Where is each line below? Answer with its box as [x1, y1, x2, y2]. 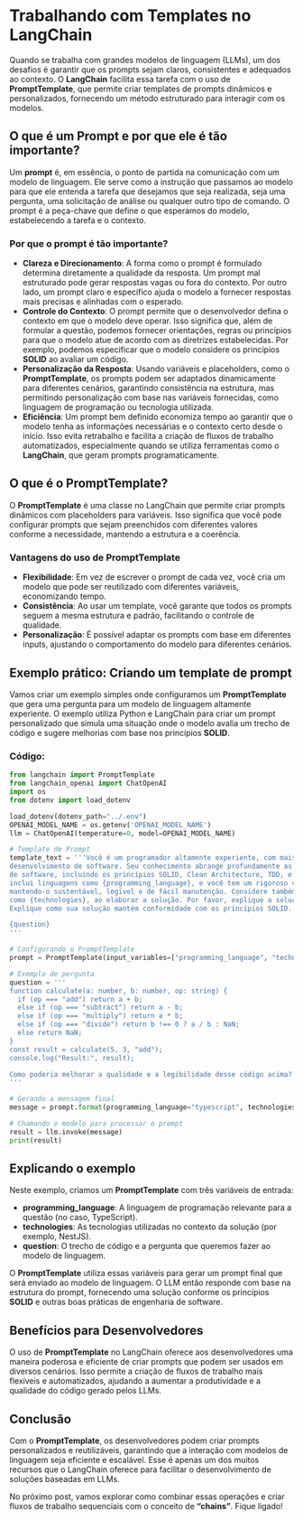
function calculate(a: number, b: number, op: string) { [9, 986, 228, 995]
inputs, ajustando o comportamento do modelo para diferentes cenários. [22, 639, 293, 650]
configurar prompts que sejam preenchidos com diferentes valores [9, 518, 259, 529]
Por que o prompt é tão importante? [9, 237, 169, 249]
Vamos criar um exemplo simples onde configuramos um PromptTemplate [9, 688, 287, 700]
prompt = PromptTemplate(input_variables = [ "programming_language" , [9, 954, 269, 963]
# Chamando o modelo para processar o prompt [9, 1119, 183, 1129]
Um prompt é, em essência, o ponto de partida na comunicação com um [9, 166, 280, 177]
